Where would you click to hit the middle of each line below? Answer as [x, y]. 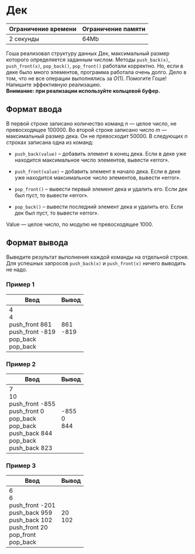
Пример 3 [21, 466]
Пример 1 [20, 285]
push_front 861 [30, 324]
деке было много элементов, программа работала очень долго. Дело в [96, 72]
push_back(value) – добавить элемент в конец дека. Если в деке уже [100, 153]
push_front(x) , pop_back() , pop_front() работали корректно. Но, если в [95, 66]
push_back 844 [31, 433]
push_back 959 [31, 513]
